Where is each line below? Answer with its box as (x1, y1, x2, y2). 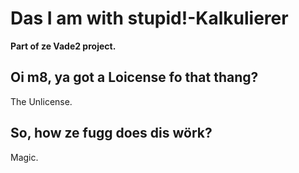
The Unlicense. (10, 95, 73, 107)
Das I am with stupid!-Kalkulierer (10, 7, 289, 30)
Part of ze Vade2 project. (10, 40, 117, 52)
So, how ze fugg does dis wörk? (10, 125, 213, 142)
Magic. (10, 151, 39, 163)
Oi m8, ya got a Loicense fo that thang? (10, 69, 259, 86)
